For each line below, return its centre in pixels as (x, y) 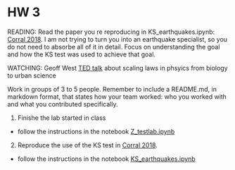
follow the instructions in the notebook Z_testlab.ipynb (96, 131)
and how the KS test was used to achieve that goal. (82, 54)
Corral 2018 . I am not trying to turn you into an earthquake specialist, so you (117, 39)
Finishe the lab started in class (62, 118)
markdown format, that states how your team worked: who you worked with (117, 97)
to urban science (32, 75)
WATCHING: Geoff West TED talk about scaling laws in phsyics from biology (118, 68)
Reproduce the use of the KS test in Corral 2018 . (88, 145)
